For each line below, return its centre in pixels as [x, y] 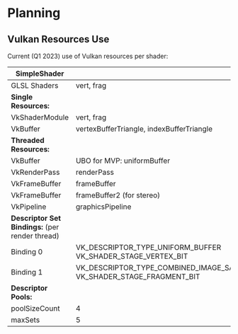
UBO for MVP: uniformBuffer [123, 161]
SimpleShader [40, 74]
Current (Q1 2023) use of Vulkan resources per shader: [88, 56]
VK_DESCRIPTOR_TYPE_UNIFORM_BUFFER [148, 247]
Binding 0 [27, 252]
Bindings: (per [35, 227]
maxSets [25, 320]
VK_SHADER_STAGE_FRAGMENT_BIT [138, 276]
